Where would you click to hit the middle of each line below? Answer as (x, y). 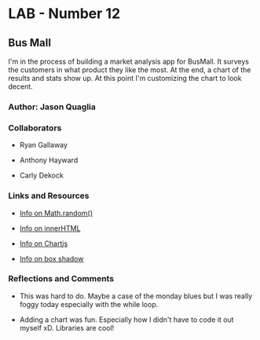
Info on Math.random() (56, 213)
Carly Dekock (42, 175)
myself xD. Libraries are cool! (67, 327)
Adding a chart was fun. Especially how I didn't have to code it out (126, 320)
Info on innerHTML (50, 228)
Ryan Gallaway (44, 145)
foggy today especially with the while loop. (89, 304)
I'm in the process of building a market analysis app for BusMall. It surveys (129, 61)
